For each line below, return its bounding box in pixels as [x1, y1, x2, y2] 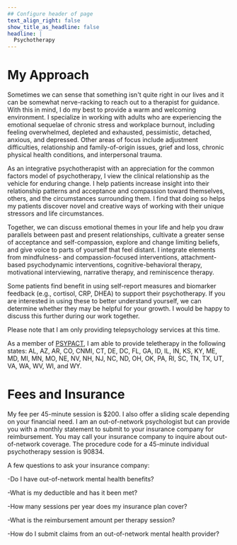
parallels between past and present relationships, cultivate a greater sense [7, 230, 225, 239]
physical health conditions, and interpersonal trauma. [7, 151, 163, 159]
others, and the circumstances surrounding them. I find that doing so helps [7, 194, 226, 203]
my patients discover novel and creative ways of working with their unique [7, 202, 224, 211]
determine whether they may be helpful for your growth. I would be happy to [7, 305, 230, 313]
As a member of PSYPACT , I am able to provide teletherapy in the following [7, 339, 226, 348]
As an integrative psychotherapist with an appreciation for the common [7, 164, 214, 173]
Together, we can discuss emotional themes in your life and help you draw [7, 223, 224, 232]
